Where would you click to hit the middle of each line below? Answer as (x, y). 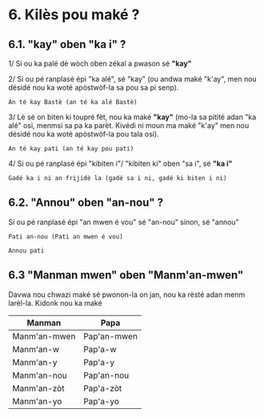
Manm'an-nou (40, 375)
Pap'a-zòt (103, 388)
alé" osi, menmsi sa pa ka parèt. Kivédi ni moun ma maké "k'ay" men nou (129, 125)
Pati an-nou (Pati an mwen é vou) (66, 237)
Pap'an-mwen (111, 336)
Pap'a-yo (102, 401)
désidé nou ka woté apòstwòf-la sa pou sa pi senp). (94, 87)
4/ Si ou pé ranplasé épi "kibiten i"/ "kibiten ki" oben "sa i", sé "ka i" (120, 163)
